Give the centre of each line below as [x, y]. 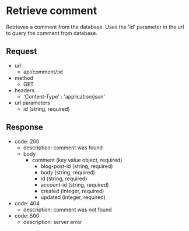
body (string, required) [68, 172]
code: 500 [27, 216]
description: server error [53, 222]
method [24, 78]
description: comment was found [63, 148]
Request [22, 52]
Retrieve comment [52, 11]
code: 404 [27, 203]
